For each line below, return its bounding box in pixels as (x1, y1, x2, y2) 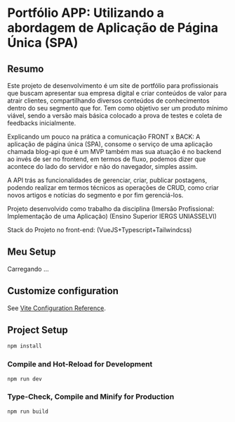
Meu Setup (7, 246, 56, 258)
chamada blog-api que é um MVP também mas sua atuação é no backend (7, 148, 222, 155)
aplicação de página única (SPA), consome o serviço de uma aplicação (7, 140, 213, 148)
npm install (7, 343, 42, 350)
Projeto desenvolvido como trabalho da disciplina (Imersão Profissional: (7, 205, 215, 212)
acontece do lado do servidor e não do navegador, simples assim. (7, 162, 198, 170)
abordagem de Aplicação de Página (7, 20, 219, 36)
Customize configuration (7, 285, 119, 297)
